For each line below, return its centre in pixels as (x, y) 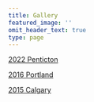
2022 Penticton (33, 60)
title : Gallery (33, 15)
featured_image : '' (40, 23)
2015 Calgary (30, 90)
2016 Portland (31, 75)
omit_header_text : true (47, 30)
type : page (26, 37)
